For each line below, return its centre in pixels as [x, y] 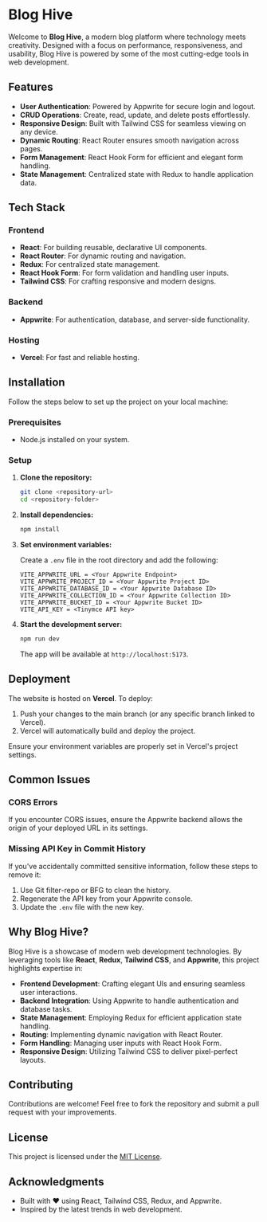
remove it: [25, 875]
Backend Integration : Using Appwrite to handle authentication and [129, 1001]
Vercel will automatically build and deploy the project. [108, 730]
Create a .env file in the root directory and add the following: [119, 560]
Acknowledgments [57, 1182]
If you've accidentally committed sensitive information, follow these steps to [133, 866]
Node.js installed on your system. [75, 440]
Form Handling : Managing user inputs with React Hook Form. [120, 1043]
